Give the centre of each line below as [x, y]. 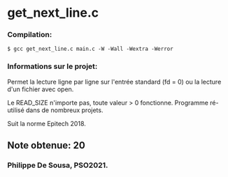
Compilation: [30, 35]
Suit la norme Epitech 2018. [47, 123]
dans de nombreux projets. [64, 110]
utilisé [16, 110]
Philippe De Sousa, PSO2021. [58, 165]
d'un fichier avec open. [41, 89]
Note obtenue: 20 [46, 145]
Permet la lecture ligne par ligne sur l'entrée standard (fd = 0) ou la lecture [114, 82]
